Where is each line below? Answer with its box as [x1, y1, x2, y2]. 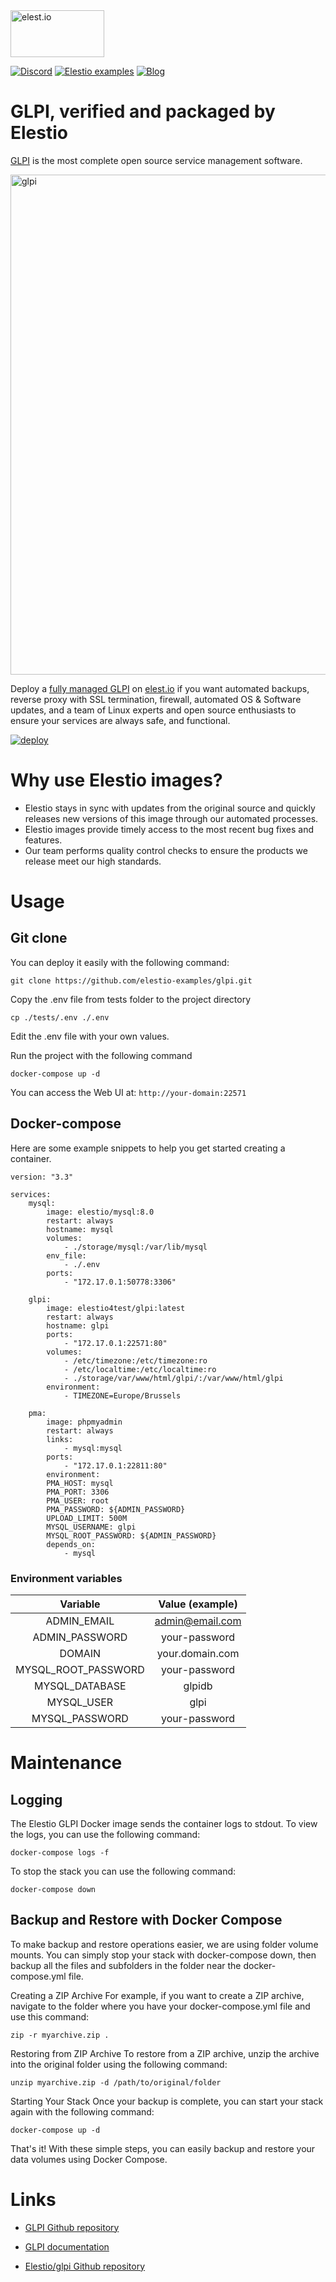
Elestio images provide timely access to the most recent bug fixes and [24, 823, 315, 835]
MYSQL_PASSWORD [31, 1711, 129, 1725]
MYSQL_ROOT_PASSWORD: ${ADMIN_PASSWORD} [46, 1530, 217, 1541]
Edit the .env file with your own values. [10, 1030, 170, 1042]
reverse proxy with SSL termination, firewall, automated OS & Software [10, 693, 302, 705]
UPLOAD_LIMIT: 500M [46, 1513, 128, 1523]
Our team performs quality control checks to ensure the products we [24, 844, 308, 856]
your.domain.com [156, 1646, 240, 1660]
